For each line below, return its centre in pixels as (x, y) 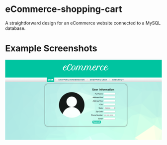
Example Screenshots (51, 49)
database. (15, 28)
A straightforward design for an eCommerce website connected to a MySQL (83, 23)
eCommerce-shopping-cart (64, 9)
